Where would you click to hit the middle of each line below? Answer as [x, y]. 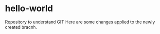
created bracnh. [21, 27]
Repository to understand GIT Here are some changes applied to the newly [80, 22]
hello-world [29, 8]
